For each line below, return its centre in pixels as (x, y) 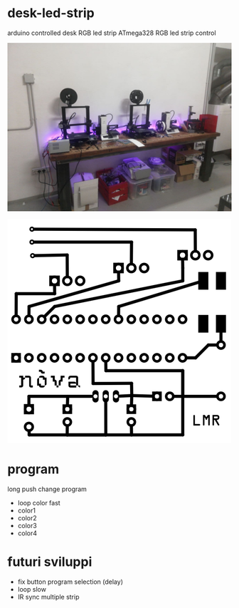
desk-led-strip (51, 13)
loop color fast (39, 503)
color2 (27, 517)
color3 (27, 525)
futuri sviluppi (50, 562)
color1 (26, 510)
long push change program (47, 489)
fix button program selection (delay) (70, 582)
